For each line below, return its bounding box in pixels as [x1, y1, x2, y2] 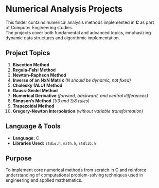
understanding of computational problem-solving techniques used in [5, 172, 143, 178]
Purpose [5, 154, 32, 162]
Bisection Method [12, 62, 50, 67]
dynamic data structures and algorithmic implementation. [5, 35, 120, 41]
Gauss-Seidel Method [12, 87, 58, 93]
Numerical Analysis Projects [5, 3, 123, 15]
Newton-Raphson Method [12, 72, 67, 78]
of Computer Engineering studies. [5, 24, 73, 30]
